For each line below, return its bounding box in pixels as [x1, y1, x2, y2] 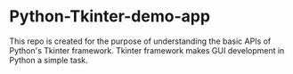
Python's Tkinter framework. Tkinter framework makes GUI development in [9, 45, 285, 55]
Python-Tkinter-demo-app [9, 6, 211, 27]
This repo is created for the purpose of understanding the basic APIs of [9, 36, 272, 46]
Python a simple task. [9, 54, 88, 65]
